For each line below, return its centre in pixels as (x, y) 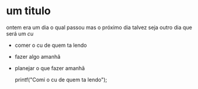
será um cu (20, 33)
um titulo (28, 11)
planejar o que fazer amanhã (49, 68)
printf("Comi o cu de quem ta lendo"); (61, 80)
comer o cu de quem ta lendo (51, 45)
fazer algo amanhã (38, 56)
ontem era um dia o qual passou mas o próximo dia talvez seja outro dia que (99, 27)
